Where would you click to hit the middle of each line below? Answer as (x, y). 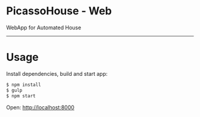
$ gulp (14, 90)
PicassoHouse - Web (59, 11)
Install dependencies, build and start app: (57, 73)
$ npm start (21, 96)
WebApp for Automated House (44, 27)
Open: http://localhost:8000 (40, 107)
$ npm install (24, 85)
